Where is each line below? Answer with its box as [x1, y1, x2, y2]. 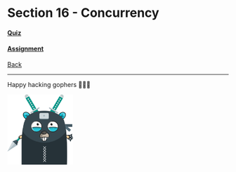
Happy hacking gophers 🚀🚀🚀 [7, 80, 91, 88]
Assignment [7, 44, 44, 53]
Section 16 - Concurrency [7, 5, 159, 21]
